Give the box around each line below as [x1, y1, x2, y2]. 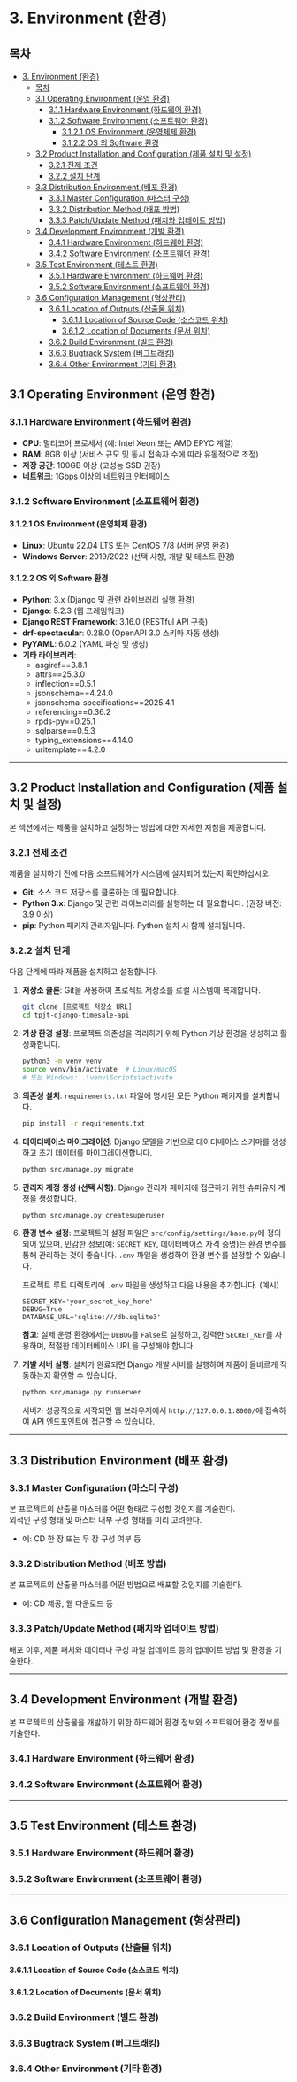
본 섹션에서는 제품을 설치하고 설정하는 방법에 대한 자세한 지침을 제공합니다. [9, 822, 267, 833]
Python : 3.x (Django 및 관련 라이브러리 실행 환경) [21, 595, 195, 605]
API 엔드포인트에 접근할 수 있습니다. [31, 1417, 156, 1427]
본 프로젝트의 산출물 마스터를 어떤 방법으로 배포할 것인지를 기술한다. [9, 1579, 243, 1590]
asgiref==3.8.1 [34, 660, 88, 671]
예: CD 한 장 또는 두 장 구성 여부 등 [21, 1533, 141, 1544]
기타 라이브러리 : [21, 649, 77, 660]
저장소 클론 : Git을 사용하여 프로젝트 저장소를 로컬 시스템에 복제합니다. [21, 985, 261, 995]
